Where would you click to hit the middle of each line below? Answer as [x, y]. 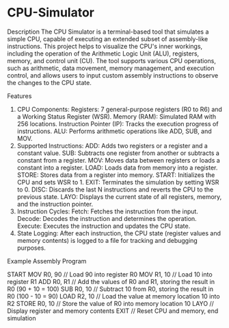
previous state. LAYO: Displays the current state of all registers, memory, [119, 196]
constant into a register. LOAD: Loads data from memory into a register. [117, 167]
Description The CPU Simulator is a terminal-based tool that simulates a [108, 32]
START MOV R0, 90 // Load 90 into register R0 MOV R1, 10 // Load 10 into [110, 274]
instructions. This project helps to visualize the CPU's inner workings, [105, 46]
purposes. [31, 248]
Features [19, 96]
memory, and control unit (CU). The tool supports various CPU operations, [112, 60]
